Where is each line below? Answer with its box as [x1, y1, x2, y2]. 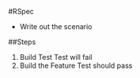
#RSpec [8, 7, 34, 16]
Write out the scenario [19, 22, 93, 31]
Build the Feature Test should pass [19, 61, 133, 70]
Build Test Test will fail [19, 53, 93, 61]
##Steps [8, 37, 36, 46]
